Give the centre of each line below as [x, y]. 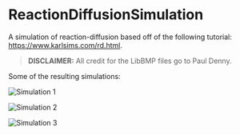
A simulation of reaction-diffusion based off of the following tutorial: [120, 37]
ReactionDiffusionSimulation [106, 15]
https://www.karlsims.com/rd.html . [65, 45]
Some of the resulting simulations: [65, 76]
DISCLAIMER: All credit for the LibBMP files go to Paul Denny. [130, 61]
